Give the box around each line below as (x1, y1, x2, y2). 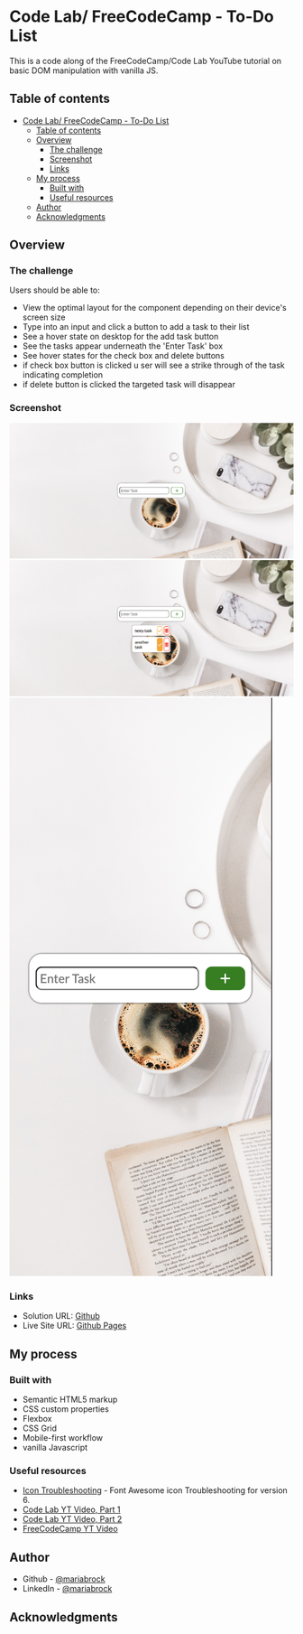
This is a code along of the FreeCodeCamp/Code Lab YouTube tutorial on (9, 55, 282, 66)
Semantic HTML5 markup (22, 1394, 118, 1405)
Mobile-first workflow (22, 1433, 104, 1443)
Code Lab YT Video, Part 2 (22, 1514, 123, 1525)
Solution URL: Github (22, 1311, 101, 1321)
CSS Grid (22, 1423, 57, 1433)
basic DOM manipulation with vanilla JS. (9, 65, 159, 76)
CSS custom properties (22, 1404, 110, 1415)
